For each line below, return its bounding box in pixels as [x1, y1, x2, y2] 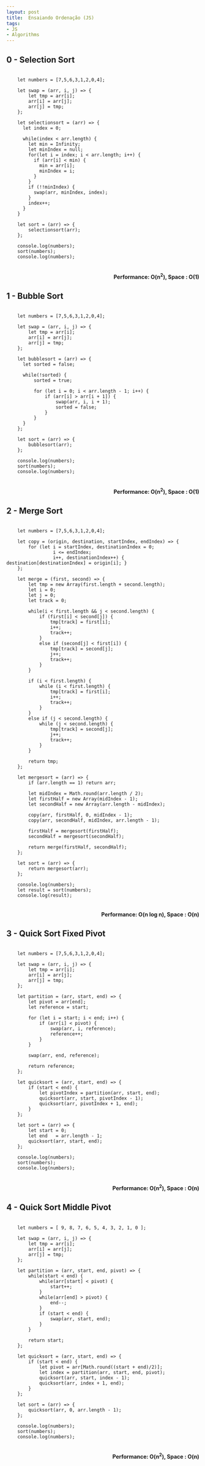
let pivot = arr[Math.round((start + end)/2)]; [39, 1364, 163, 1370]
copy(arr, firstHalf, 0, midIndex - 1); [28, 812, 133, 818]
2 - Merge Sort [6, 505, 63, 516]
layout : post [6, 9, 40, 15]
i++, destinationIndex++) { [53, 555, 124, 561]
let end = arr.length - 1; [28, 1133, 103, 1139]
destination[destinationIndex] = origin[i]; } [6, 560, 127, 567]
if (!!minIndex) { [28, 184, 75, 190]
